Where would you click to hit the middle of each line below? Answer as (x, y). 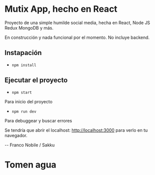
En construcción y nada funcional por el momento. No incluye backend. (77, 37)
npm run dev (24, 112)
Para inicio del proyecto (29, 101)
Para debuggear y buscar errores (38, 120)
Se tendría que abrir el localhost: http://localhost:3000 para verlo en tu (76, 130)
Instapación (23, 53)
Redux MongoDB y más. (29, 28)
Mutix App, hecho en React (61, 9)
